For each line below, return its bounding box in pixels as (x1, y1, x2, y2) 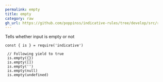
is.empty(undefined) (7, 73, 49, 78)
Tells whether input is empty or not (5, 34, 75, 40)
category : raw (5, 16, 34, 21)
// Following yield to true (7, 52, 64, 56)
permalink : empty (5, 7, 40, 12)
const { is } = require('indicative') (5, 43, 83, 48)
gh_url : (5, 20, 21, 26)
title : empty (5, 12, 32, 16)
